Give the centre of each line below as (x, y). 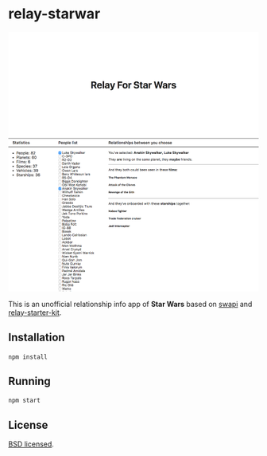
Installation (37, 338)
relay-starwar (54, 14)
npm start (25, 401)
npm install (28, 357)
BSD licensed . (31, 444)
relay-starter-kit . (35, 313)
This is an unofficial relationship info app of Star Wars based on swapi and (130, 304)
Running (30, 381)
